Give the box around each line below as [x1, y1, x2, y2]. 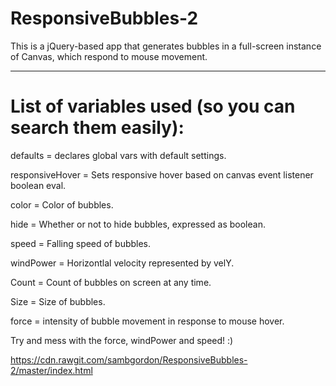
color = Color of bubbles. [10, 198, 114, 211]
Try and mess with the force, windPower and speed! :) [10, 334, 234, 346]
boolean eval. [10, 179, 67, 191]
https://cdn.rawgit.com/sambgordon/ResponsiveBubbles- [10, 353, 248, 366]
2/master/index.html [10, 364, 93, 376]
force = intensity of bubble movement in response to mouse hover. [10, 315, 285, 327]
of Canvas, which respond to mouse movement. [10, 50, 208, 62]
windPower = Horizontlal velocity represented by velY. [10, 257, 235, 269]
